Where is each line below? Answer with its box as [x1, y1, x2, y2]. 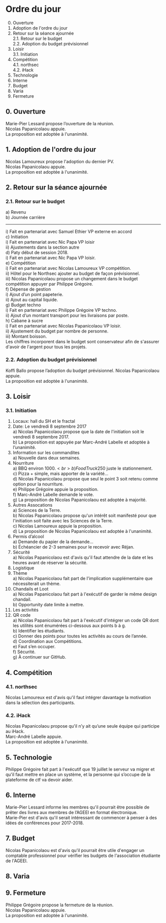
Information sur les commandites [12, 450, 80, 456]
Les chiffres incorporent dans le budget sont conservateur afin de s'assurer [5, 339, 160, 345]
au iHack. [5, 729, 25, 735]
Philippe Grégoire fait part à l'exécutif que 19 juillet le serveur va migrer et [5, 766, 155, 773]
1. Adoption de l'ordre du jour [5, 146, 97, 154]
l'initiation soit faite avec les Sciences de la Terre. [12, 518, 113, 524]
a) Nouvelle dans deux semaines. [12, 455, 81, 461]
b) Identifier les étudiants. [12, 628, 65, 634]
